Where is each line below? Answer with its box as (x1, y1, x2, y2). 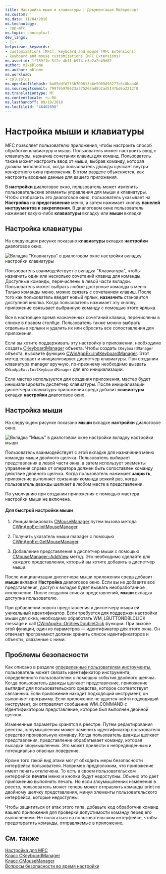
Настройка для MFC (5, 847, 48, 854)
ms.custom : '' (5, 12, 35, 17)
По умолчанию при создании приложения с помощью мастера (5, 491, 140, 497)
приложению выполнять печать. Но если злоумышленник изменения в (5, 778, 156, 784)
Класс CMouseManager (5, 858, 55, 864)
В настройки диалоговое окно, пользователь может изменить (5, 184, 138, 190)
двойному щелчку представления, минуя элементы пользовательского (5, 789, 158, 795)
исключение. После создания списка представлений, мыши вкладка (5, 589, 153, 595)
